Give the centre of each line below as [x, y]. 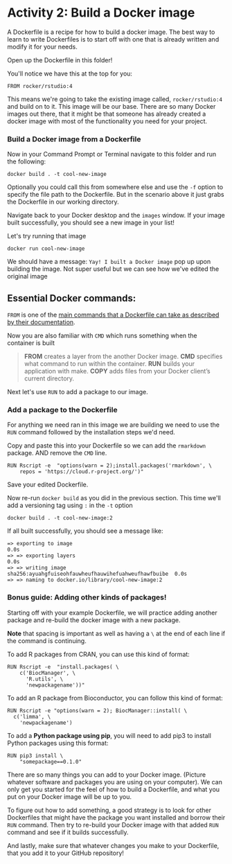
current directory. [49, 378]
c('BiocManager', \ [48, 673]
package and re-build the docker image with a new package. [94, 620]
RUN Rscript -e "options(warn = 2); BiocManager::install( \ [97, 711]
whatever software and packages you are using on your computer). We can [115, 782]
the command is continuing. [47, 641]
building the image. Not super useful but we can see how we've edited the [113, 269]
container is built [31, 343]
